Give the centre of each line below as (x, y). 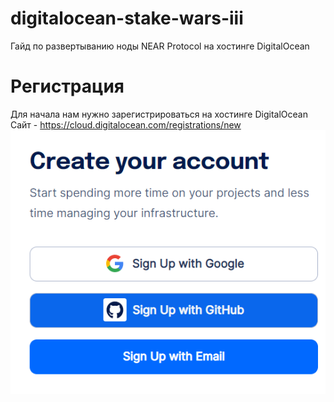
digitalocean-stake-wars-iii (127, 18)
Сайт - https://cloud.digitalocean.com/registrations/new (126, 124)
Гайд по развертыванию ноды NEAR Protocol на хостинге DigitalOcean (160, 46)
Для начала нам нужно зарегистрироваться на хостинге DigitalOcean (159, 114)
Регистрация (67, 86)
